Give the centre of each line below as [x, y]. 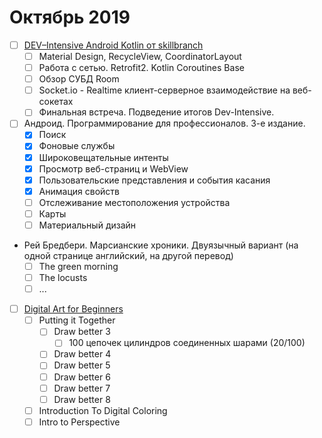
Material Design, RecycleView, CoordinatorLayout [140, 56]
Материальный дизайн [87, 225]
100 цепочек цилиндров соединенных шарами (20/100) [187, 343]
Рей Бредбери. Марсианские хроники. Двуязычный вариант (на [161, 245]
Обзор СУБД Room [79, 79]
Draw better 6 [82, 377]
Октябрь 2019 [70, 17]
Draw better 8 [82, 399]
